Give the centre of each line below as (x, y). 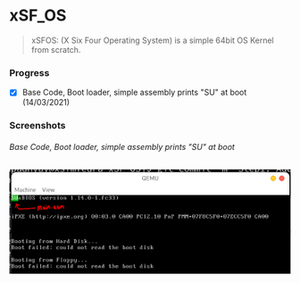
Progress (29, 72)
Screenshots (37, 126)
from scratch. (56, 49)
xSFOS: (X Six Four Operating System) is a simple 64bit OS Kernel (152, 40)
